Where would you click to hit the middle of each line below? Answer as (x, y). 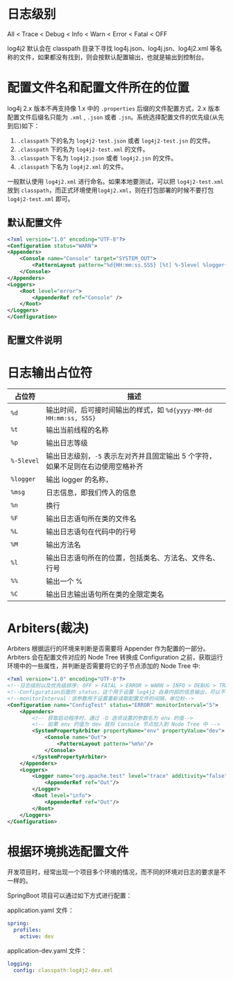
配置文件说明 (35, 341)
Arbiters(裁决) (48, 628)
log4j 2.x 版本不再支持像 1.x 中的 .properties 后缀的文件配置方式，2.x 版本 (114, 108)
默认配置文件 (35, 223)
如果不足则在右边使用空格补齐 (95, 467)
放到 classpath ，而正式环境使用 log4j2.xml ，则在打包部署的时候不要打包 (110, 190)
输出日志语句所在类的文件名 (91, 519)
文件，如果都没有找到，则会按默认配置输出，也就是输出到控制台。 (113, 57)
